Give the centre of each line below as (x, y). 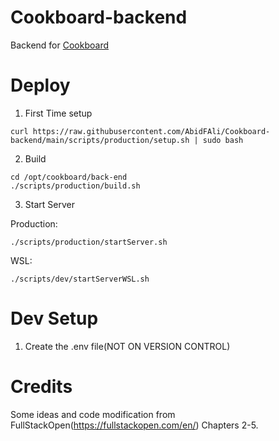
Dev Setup (54, 318)
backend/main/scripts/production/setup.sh (100, 140)
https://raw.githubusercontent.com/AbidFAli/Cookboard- (151, 131)
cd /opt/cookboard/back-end (69, 177)
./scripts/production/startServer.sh (89, 242)
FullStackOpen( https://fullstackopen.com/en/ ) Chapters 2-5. (134, 425)
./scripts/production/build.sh (75, 186)
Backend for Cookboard (59, 45)
